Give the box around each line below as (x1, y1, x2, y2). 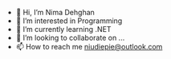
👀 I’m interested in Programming (15, 16, 123, 26)
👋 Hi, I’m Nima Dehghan (15, 8, 95, 17)
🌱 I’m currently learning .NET (15, 25, 112, 33)
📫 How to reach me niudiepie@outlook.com (15, 42, 163, 51)
